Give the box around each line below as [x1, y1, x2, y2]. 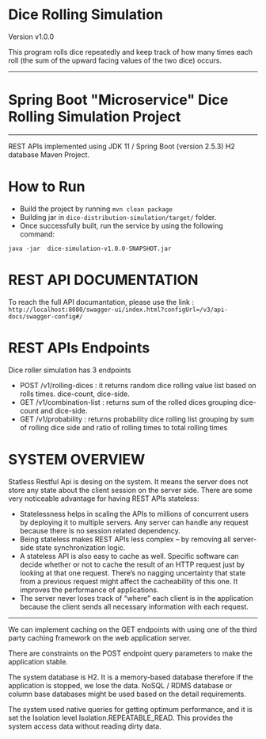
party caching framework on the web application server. [8, 633, 192, 642]
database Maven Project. [8, 149, 89, 160]
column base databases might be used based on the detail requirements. [8, 689, 247, 699]
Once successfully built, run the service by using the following [19, 221, 223, 230]
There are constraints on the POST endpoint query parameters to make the [8, 649, 253, 658]
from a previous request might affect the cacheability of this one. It [19, 576, 238, 586]
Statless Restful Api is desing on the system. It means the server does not [8, 476, 249, 486]
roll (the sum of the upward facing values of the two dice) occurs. [8, 56, 222, 65]
